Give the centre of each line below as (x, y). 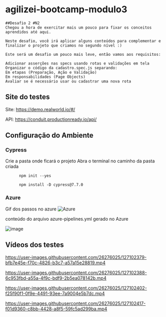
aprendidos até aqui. (28, 32)
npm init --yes (35, 176)
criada (12, 166)
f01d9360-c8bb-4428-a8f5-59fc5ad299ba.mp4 (56, 309)
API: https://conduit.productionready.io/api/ (51, 119)
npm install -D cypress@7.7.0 (51, 185)
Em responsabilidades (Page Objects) (45, 77)
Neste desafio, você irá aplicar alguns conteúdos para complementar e (83, 41)
